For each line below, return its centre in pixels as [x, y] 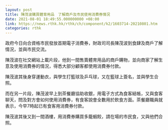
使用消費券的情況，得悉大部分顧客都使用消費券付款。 [68, 66]
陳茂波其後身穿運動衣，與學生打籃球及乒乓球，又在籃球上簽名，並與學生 [79, 77]
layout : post [19, 10]
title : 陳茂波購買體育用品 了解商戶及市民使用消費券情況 [58, 14]
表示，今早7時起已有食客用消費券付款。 [46, 106]
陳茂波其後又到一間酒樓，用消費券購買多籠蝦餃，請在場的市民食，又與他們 [82, 117]
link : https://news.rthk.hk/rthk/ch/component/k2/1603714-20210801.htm [81, 24]
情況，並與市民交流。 [27, 49]
